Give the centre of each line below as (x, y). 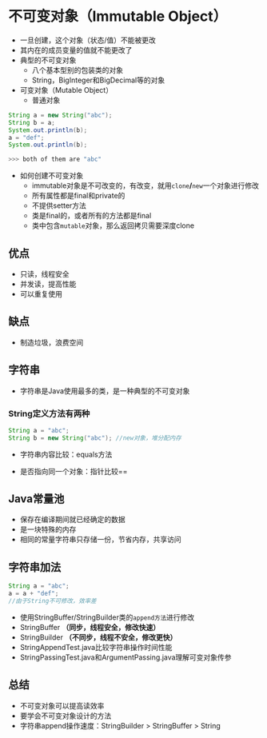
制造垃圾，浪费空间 (52, 342)
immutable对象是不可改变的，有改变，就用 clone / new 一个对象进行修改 (145, 185)
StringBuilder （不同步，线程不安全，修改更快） (98, 637)
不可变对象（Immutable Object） (118, 16)
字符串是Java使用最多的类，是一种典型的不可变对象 (105, 391)
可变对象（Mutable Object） (66, 90)
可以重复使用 (41, 294)
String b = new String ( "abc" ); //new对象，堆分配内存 (95, 438)
